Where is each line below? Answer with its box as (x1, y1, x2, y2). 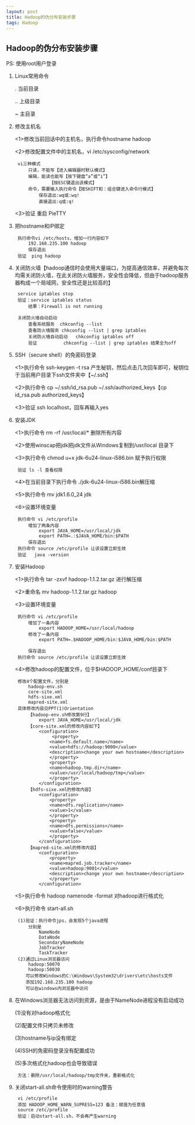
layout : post (6, 8, 38, 15)
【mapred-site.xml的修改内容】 (28, 845, 99, 851)
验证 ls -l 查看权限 (17, 467, 63, 473)
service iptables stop (17, 291, 74, 297)
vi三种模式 (17, 161, 41, 167)
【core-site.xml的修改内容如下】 (28, 723, 102, 729)
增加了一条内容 (28, 620, 59, 626)
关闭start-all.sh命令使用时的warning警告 (14, 1084, 113, 1091)
